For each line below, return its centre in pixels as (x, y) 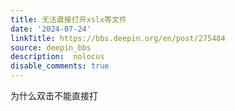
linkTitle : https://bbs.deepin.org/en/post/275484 (118, 38)
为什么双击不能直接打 (54, 95)
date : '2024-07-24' (51, 29)
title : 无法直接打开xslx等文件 (68, 19)
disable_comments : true (60, 66)
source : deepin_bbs (51, 47)
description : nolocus (57, 57)
